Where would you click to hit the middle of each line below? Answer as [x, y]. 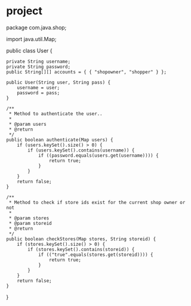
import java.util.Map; [31, 39]
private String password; [38, 67]
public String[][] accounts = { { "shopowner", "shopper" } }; [87, 72]
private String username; [38, 61]
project [24, 11]
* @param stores [29, 218]
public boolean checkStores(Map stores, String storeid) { [81, 239]
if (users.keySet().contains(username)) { [81, 150]
